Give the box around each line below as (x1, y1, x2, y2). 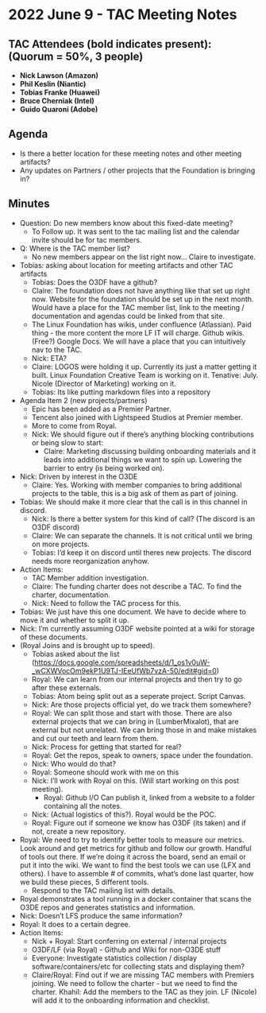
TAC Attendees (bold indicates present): (8, 37, 212, 51)
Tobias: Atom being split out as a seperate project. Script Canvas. (31, 691, 246, 701)
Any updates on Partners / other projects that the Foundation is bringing (19, 165, 256, 175)
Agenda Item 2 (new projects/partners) (19, 395, 148, 405)
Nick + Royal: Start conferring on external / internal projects (31, 936, 227, 945)
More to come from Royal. (31, 421, 118, 430)
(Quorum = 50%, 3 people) (8, 49, 144, 63)
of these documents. (19, 632, 88, 642)
